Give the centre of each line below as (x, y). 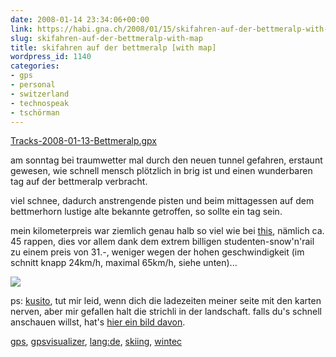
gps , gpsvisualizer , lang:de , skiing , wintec (96, 342)
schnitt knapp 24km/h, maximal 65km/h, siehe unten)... (124, 263)
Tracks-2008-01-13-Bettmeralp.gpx (83, 141)
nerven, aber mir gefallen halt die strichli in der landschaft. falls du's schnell (166, 312)
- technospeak (40, 103)
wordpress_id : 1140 (51, 57)
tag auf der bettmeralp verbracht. (79, 182)
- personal (33, 85)
